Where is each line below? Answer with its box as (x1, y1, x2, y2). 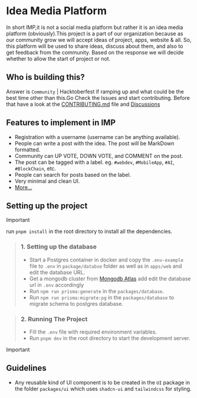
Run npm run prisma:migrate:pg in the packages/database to (29, 294, 175, 301)
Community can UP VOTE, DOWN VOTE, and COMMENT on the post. (14, 152, 183, 159)
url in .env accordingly (29, 281, 84, 288)
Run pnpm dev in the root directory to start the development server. (29, 334, 191, 341)
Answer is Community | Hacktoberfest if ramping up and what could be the (6, 88, 184, 95)
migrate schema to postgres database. (29, 300, 124, 307)
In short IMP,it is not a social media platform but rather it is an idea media (6, 24, 183, 31)
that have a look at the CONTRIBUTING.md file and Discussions (6, 101, 160, 108)
